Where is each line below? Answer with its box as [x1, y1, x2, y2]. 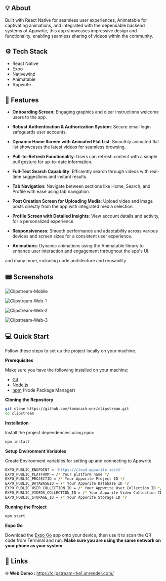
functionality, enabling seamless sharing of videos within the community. [5, 33, 154, 39]
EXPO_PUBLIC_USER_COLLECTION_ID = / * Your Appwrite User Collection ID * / [5, 486, 163, 491]
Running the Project [5, 504, 47, 510]
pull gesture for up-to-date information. [12, 159, 93, 165]
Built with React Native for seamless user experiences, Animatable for [5, 17, 147, 23]
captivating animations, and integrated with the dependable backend [5, 22, 145, 28]
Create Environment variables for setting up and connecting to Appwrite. [5, 458, 153, 464]
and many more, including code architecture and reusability [5, 258, 126, 264]
